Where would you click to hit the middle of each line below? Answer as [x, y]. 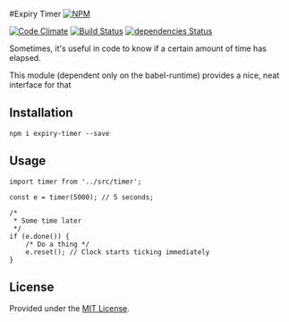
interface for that [40, 85]
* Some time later [47, 220]
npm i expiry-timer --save [59, 133]
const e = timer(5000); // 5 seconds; [81, 197]
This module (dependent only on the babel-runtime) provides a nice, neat [144, 75]
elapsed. [25, 58]
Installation [41, 113]
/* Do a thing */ [58, 244]
